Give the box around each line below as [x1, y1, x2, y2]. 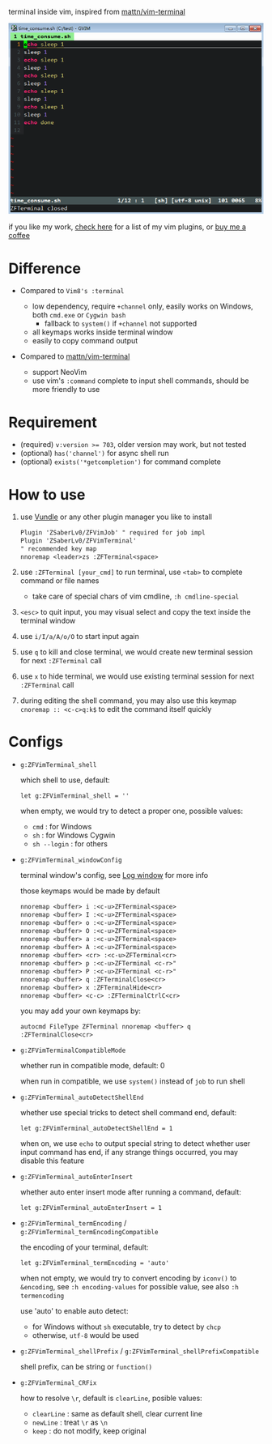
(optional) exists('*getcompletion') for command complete [19, 457, 221, 466]
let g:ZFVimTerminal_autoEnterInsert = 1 [19, 1204, 162, 1212]
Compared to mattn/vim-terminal [19, 351, 130, 361]
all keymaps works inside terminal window [32, 327, 174, 337]
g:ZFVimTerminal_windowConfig [19, 856, 123, 865]
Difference [8, 259, 81, 278]
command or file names [19, 576, 100, 586]
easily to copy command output [32, 336, 138, 346]
